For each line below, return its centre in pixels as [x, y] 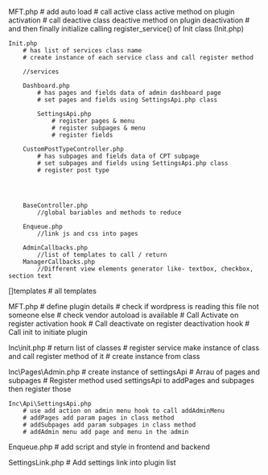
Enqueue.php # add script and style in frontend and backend [109, 447]
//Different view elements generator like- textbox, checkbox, [145, 269]
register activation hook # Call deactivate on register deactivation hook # [129, 324]
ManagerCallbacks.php [59, 262]
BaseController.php [56, 205]
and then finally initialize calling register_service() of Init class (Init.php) [126, 29]
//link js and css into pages [88, 233]
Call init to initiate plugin [48, 332]
